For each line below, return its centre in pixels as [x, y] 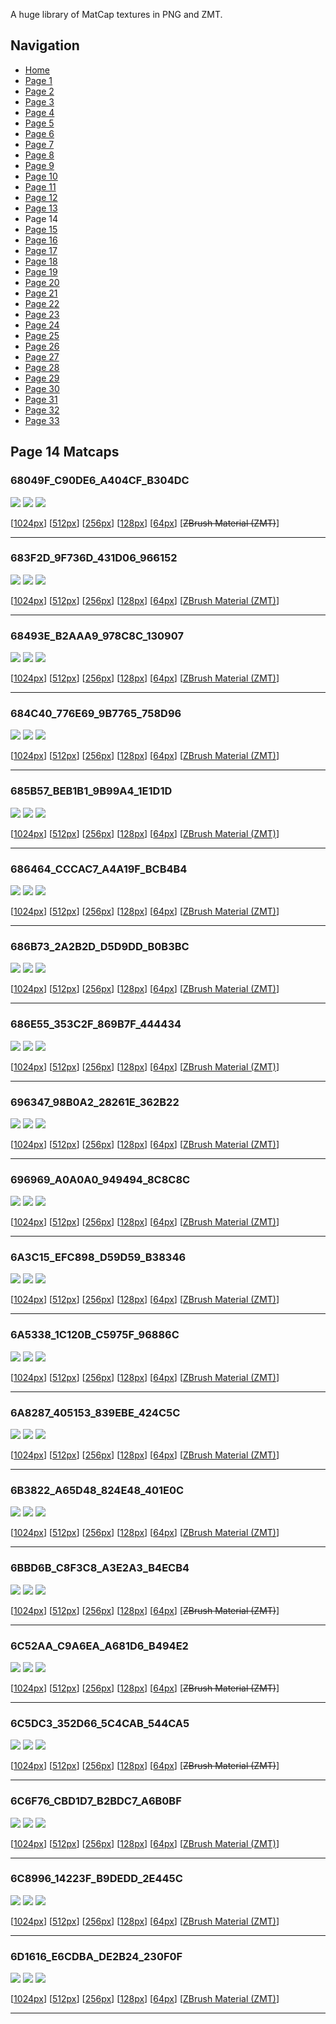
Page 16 [41, 240]
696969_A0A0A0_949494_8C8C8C [100, 1179]
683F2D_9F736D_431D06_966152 [94, 558]
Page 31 [41, 399]
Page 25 [42, 335]
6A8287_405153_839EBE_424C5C [95, 1412]
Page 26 [42, 346]
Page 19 [41, 271]
